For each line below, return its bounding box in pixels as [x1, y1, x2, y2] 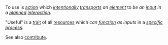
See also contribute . [5, 34, 47, 40]
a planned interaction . [5, 9, 52, 15]
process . [5, 24, 24, 30]
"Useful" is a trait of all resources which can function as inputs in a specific [5, 19, 163, 25]
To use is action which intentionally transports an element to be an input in [5, 4, 161, 10]
